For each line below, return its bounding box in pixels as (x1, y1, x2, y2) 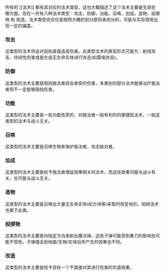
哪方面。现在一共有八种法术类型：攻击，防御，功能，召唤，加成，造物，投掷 (5, 10, 160, 16)
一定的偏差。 (9, 23, 35, 29)
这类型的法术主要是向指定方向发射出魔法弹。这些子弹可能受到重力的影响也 (5, 233, 156, 239)
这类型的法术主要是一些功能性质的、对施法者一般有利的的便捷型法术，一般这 (5, 112, 160, 118)
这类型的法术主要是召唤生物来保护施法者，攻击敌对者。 (5, 144, 117, 150)
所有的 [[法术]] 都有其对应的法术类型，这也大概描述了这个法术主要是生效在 (5, 4, 156, 10)
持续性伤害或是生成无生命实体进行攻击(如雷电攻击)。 (13, 55, 120, 61)
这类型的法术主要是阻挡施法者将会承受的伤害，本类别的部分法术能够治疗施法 (5, 80, 160, 86)
